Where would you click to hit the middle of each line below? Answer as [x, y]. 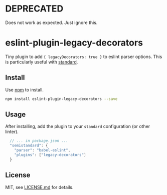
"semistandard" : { [29, 145]
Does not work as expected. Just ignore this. [51, 22]
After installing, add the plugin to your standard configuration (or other [78, 126]
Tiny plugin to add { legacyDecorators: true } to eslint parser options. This [84, 56]
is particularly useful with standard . [42, 62]
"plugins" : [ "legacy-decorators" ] [50, 155]
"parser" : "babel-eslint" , [42, 150]
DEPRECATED [34, 9]
